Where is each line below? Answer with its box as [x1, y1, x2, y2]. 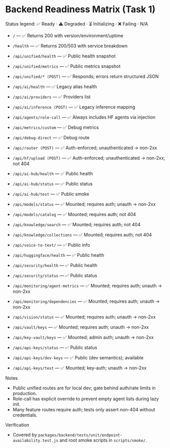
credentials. [12, 412, 38, 418]
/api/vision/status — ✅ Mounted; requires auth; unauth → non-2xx [12, 313, 156, 320]
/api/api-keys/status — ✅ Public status [12, 344, 97, 350]
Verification [5, 421, 29, 428]
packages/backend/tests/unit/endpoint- [38, 432, 123, 438]
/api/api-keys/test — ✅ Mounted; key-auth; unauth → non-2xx [12, 364, 147, 371]
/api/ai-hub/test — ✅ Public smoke [12, 191, 90, 197]
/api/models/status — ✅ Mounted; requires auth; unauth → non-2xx [12, 201, 156, 207]
